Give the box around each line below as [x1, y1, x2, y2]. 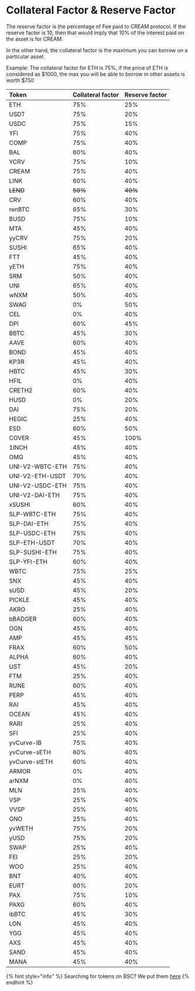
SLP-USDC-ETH [9, 529, 56, 537]
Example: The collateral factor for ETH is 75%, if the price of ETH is [6, 64, 169, 71]
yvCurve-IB [9, 738, 42, 747]
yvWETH [9, 824, 33, 832]
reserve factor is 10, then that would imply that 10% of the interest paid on [6, 29, 184, 36]
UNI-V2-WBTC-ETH [9, 462, 67, 471]
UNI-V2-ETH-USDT [9, 472, 66, 480]
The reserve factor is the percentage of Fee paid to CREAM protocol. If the [6, 23, 186, 30]
